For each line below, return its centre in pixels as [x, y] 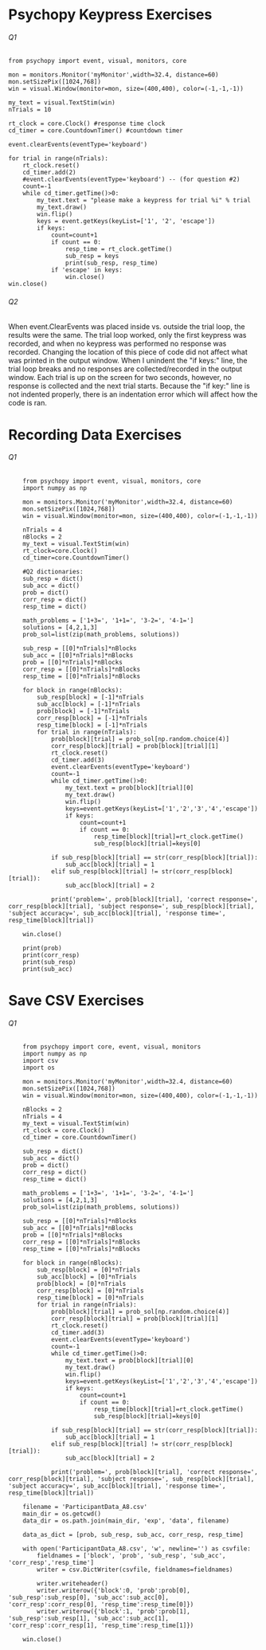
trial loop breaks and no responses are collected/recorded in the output [125, 369]
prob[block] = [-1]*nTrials [83, 711]
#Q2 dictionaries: [53, 571]
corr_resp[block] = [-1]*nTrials [92, 718]
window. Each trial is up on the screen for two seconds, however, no [120, 377]
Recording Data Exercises [95, 435]
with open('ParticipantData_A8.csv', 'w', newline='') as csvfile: [137, 1549]
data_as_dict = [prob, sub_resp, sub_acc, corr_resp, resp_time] [133, 1535]
